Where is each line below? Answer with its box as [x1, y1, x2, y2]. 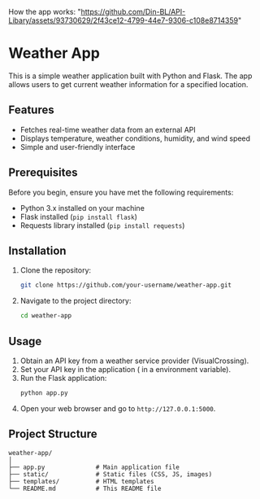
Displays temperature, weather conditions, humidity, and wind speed [19, 134, 250, 143]
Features [8, 103, 54, 117]
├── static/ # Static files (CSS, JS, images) [8, 470, 213, 479]
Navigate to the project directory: [19, 296, 132, 306]
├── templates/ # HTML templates [8, 477, 154, 485]
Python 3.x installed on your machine [19, 203, 145, 212]
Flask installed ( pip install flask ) [19, 212, 138, 221]
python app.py [19, 388, 68, 397]
